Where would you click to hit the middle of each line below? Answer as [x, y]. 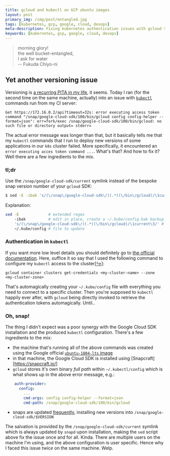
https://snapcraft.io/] [36, 364]
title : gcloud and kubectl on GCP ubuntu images [57, 10]
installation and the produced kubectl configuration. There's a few [74, 332]
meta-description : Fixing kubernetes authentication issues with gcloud [83, 29]
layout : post [19, 15]
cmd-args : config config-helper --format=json [73, 398]
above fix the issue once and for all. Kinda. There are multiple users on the [83, 437]
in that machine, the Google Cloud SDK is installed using [71, 359]
